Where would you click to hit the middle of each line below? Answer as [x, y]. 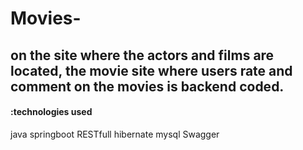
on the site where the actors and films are [142, 55]
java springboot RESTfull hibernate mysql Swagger [115, 134]
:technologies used [51, 112]
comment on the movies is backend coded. [147, 86]
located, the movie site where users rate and [151, 70]
